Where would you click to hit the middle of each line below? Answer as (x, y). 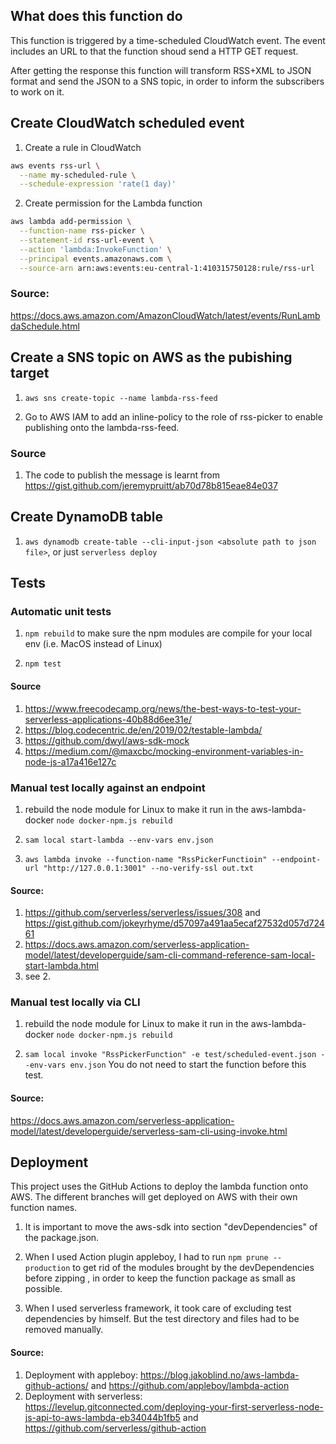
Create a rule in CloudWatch (83, 147)
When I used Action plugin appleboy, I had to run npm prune (146, 1257)
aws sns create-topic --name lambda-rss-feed (121, 398)
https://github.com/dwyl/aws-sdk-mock (107, 740)
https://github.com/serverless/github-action (115, 1428)
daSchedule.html (45, 326)
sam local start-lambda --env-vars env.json (119, 840)
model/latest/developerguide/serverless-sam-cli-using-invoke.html (149, 1131)
